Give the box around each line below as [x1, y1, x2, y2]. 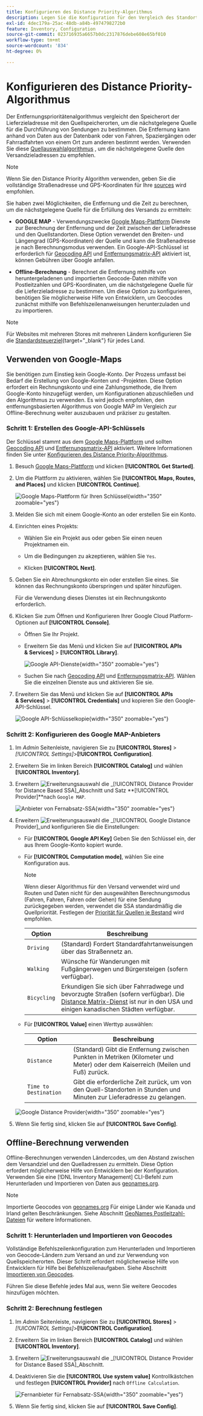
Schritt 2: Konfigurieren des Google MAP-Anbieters [6, 730, 161, 739]
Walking [27, 965, 50, 973]
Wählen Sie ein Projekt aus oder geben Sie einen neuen [24, 534, 163, 542]
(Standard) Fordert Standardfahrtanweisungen [61, 940, 193, 948]
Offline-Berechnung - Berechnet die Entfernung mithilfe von [14, 268, 166, 275]
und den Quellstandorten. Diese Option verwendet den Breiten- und [14, 230, 184, 238]
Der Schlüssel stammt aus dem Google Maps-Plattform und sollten [6, 438, 172, 445]
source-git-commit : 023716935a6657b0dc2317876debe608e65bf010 [6, 32, 166, 38]
